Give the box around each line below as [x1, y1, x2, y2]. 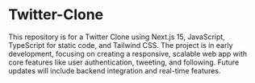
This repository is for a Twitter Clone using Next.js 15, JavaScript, [8, 32, 226, 41]
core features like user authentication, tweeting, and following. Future [8, 57, 240, 67]
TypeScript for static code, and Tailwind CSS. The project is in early [8, 40, 233, 49]
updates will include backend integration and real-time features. [8, 65, 221, 75]
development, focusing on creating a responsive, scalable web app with [8, 49, 248, 58]
